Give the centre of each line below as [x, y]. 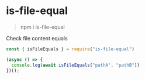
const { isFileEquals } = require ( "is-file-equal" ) [70, 49]
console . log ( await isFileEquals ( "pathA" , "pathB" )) [76, 65]
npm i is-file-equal [43, 27]
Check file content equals [37, 38]
